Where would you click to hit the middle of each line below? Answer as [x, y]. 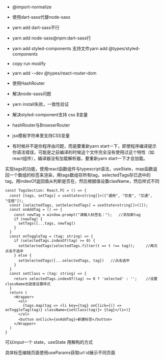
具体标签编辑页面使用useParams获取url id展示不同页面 [60, 353]
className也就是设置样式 [28, 284]
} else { [23, 256]
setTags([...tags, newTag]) [47, 224]
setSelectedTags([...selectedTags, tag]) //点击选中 [74, 261]
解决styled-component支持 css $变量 [50, 115]
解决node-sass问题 [32, 94]
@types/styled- [124, 49]
